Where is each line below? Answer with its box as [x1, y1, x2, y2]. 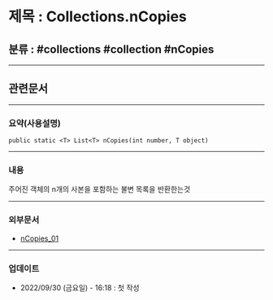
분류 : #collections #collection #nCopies [8, 42, 214, 56]
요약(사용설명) [8, 117, 61, 128]
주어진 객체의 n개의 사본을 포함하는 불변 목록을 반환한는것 [8, 185, 191, 194]
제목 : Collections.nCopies [8, 7, 187, 26]
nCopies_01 [19, 233, 59, 243]
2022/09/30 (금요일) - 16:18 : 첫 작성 [19, 283, 140, 293]
